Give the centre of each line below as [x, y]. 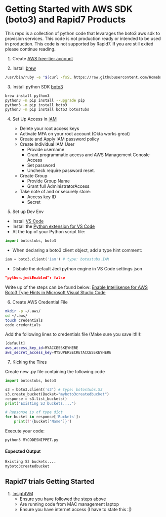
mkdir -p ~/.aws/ [23, 311]
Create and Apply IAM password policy [60, 139]
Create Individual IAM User [47, 144]
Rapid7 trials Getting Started [50, 482]
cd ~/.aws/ [16, 316]
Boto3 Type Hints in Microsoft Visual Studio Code [55, 292]
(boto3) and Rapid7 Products [65, 20]
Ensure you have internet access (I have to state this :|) [76, 509]
